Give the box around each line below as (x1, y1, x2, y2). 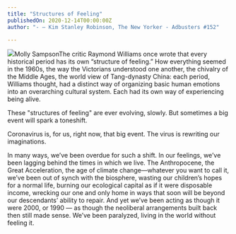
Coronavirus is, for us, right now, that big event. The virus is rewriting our (7, 130, 220, 139)
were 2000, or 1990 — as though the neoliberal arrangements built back (7, 204, 218, 212)
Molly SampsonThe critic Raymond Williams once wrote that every (14, 50, 207, 59)
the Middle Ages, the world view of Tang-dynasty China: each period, (7, 72, 211, 81)
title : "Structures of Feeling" (7, 10, 102, 18)
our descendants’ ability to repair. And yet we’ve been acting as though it (7, 196, 220, 205)
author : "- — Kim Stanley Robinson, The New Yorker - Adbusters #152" (7, 23, 220, 30)
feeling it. (7, 218, 35, 227)
